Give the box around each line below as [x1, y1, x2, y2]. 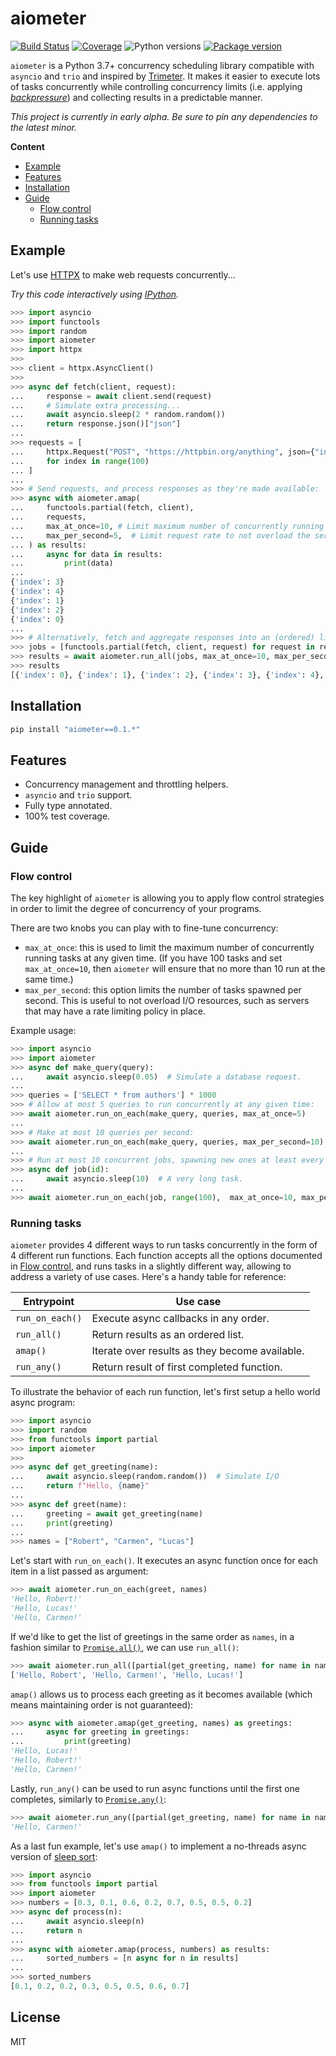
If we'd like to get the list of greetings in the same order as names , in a [10, 1630, 295, 1642]
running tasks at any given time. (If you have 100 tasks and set [24, 952, 283, 964]
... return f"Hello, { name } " [10, 1481, 150, 1491]
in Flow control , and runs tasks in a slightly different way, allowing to [10, 1260, 292, 1272]
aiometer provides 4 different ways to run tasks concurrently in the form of [10, 1239, 318, 1251]
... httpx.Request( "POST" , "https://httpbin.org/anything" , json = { [10, 447, 315, 457]
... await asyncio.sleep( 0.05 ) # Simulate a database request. [10, 1072, 302, 1082]
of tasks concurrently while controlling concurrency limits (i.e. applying [10, 80, 303, 92]
